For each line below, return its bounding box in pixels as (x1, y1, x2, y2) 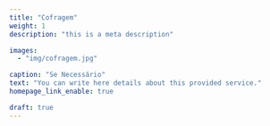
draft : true (9, 103, 54, 112)
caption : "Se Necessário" (9, 71, 105, 80)
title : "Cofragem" (9, 13, 78, 22)
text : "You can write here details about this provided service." (9, 79, 262, 88)
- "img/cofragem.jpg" (17, 55, 98, 63)
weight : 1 (9, 21, 46, 30)
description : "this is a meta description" (9, 29, 174, 38)
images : (9, 46, 38, 55)
